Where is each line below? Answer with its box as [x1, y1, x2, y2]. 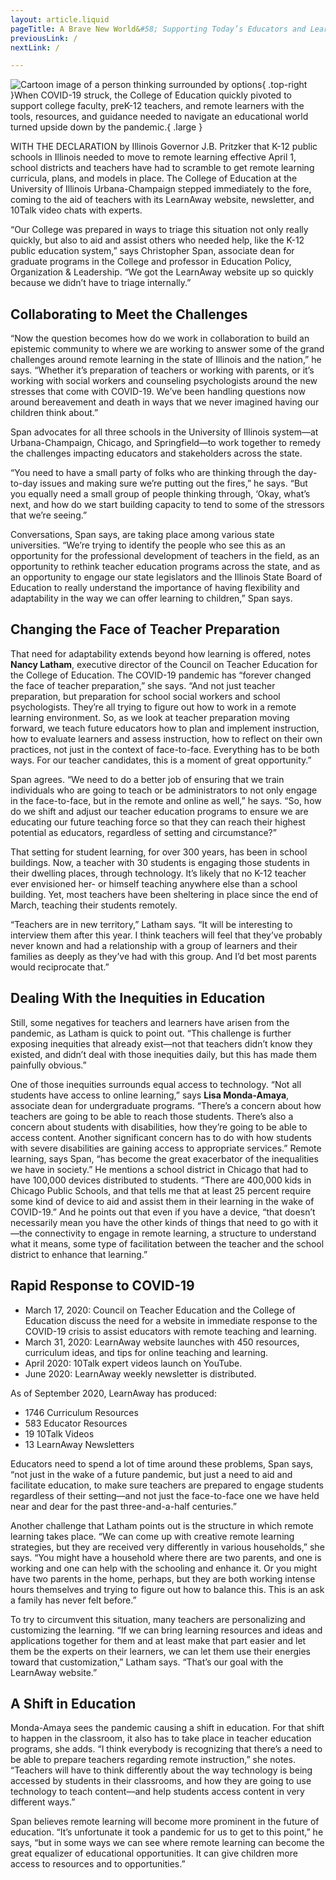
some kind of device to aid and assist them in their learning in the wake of [10, 1195, 315, 1207]
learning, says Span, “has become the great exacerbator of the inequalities [10, 1152, 319, 1165]
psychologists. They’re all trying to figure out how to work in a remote [10, 701, 297, 713]
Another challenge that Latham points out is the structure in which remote [10, 1519, 314, 1531]
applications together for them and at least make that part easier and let [10, 1634, 307, 1646]
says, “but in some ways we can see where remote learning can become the [10, 1837, 325, 1849]
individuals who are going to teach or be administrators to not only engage [10, 784, 318, 796]
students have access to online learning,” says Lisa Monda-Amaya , [10, 1089, 290, 1101]
